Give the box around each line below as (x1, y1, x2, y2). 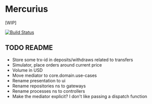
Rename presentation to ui (12, 77, 66, 83)
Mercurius (5, 3, 48, 15)
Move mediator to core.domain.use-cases (12, 72, 97, 78)
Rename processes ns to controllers (12, 88, 85, 94)
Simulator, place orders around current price (12, 62, 102, 68)
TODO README (5, 43, 53, 52)
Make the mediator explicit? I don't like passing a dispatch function (12, 93, 148, 99)
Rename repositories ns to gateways (12, 83, 86, 89)
